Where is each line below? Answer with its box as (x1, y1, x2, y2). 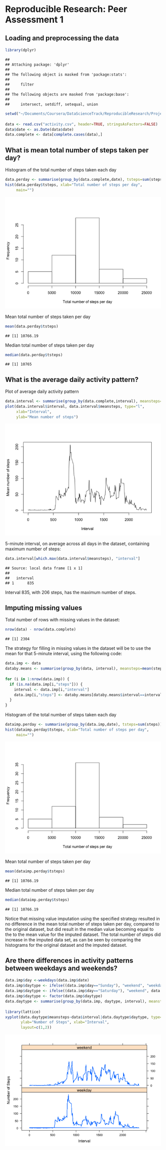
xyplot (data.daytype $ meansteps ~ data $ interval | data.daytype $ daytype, (5, 1014, 149, 1019)
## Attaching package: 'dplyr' (5, 62, 70, 67)
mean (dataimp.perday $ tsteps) (5, 868, 65, 874)
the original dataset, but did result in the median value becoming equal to (5, 926, 154, 932)
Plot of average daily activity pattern (5, 388, 79, 394)
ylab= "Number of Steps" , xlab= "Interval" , (20, 1020, 110, 1025)
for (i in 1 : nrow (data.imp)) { (5, 677, 70, 682)
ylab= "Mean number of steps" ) (16, 414, 79, 419)
